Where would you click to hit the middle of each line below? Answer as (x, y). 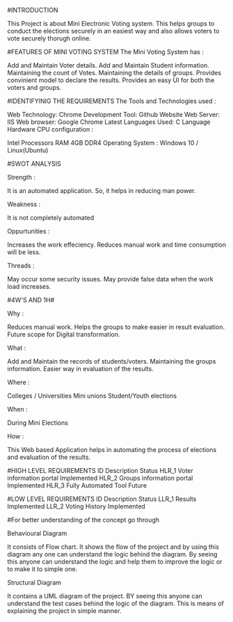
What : (17, 348)
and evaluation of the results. (49, 457)
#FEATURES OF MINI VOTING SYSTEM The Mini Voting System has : (105, 52)
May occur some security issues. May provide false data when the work (110, 279)
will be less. (24, 252)
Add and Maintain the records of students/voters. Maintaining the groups (112, 361)
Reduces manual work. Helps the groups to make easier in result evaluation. (116, 327)
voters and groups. (34, 87)
